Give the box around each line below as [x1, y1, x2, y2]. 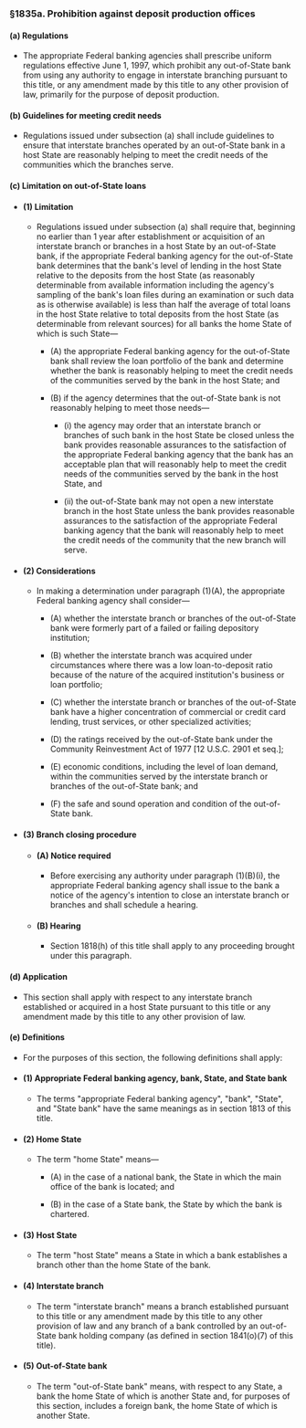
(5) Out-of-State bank [22, 1360, 108, 1371]
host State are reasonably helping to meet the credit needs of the [22, 150, 269, 161]
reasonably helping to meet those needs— [49, 403, 210, 414]
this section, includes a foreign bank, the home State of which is [36, 1400, 279, 1411]
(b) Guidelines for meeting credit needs [9, 110, 162, 121]
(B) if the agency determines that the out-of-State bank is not [49, 393, 281, 404]
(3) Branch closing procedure [22, 829, 137, 840]
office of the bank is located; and [49, 1181, 175, 1192]
